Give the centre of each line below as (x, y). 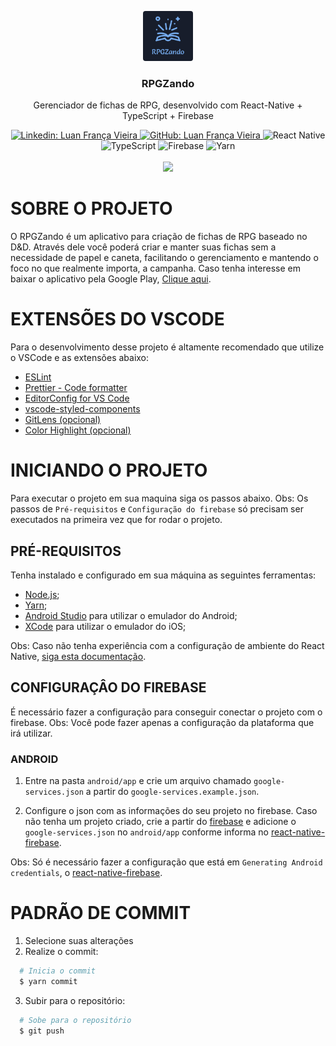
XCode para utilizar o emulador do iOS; (105, 626)
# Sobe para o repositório (75, 1020)
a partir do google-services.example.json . (172, 792)
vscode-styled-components (82, 409)
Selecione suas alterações (79, 940)
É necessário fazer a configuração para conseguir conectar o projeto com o (166, 712)
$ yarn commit (48, 981)
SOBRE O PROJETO (91, 208)
